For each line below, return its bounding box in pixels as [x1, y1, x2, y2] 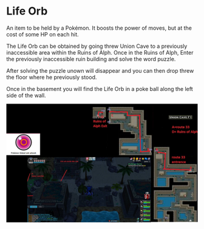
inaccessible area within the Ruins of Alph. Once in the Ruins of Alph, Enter [6, 48, 194, 56]
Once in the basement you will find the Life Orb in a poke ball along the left [6, 85, 193, 92]
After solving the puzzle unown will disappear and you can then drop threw [6, 67, 194, 74]
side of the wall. [6, 91, 47, 99]
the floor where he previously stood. [6, 73, 97, 81]
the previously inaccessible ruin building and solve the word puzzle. [6, 55, 176, 62]
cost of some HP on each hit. [6, 30, 79, 38]
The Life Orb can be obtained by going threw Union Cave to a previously [6, 42, 188, 50]
